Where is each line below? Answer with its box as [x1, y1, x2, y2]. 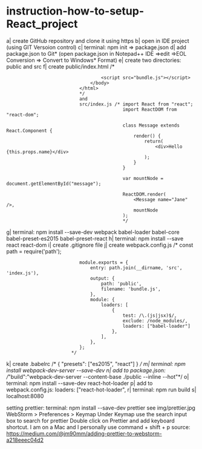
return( [144, 138, 164, 144]
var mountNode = [122, 175, 164, 181]
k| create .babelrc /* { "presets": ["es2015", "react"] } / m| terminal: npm [6, 360, 186, 367]
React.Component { [6, 127, 53, 134]
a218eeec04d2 [6, 436, 44, 444]
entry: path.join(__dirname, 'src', [90, 265, 183, 271]
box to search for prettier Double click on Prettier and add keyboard [6, 417, 175, 424]
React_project [6, 17, 78, 31]
